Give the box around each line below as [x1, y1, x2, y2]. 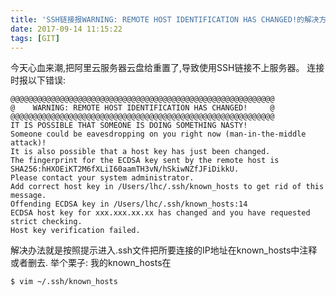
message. [10, 191, 47, 201]
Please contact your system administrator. [10, 173, 195, 183]
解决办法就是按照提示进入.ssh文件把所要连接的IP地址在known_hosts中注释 [10, 244, 318, 256]
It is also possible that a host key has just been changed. [10, 147, 271, 157]
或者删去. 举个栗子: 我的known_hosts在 [10, 257, 172, 269]
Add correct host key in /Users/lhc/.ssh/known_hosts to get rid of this [10, 182, 325, 192]
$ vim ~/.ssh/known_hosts [10, 277, 118, 287]
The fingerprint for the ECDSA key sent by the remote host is [10, 156, 280, 166]
